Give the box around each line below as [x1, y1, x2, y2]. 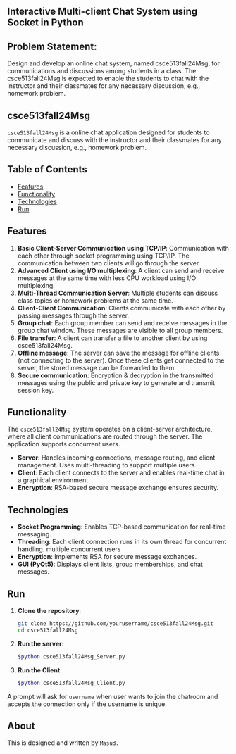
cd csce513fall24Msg [17, 627, 78, 634]
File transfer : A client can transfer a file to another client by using [17, 334, 208, 342]
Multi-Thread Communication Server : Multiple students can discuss [17, 289, 218, 297]
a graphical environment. [17, 476, 90, 484]
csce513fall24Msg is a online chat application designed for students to [7, 128, 210, 137]
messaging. [17, 530, 51, 539]
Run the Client [17, 665, 61, 674]
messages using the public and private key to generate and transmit [17, 378, 216, 387]
